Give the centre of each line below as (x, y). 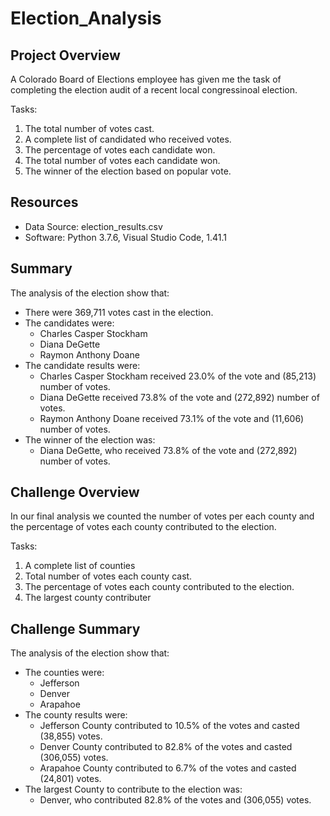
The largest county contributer (88, 598)
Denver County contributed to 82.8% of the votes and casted (166, 747)
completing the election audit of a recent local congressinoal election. (154, 90)
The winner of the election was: (90, 439)
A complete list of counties (80, 566)
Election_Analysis (86, 18)
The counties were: (64, 673)
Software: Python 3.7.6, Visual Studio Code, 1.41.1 (125, 237)
